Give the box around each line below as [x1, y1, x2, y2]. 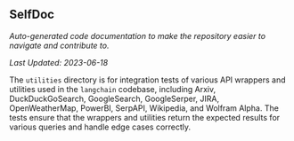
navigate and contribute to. [9, 40, 110, 51]
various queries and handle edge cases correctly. [9, 121, 192, 132]
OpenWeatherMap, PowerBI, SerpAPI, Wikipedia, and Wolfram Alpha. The [9, 102, 279, 114]
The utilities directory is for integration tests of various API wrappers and [9, 74, 286, 85]
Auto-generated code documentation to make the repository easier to [9, 30, 265, 41]
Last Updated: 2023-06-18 [9, 57, 109, 67]
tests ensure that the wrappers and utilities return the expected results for [9, 112, 281, 122]
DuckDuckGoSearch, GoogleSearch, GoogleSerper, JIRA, [9, 93, 220, 104]
